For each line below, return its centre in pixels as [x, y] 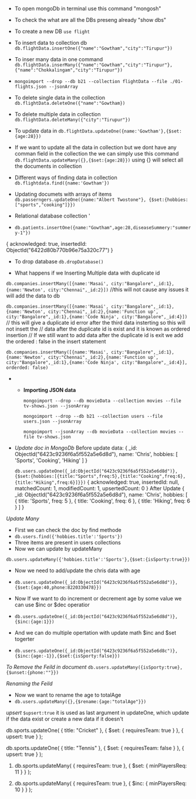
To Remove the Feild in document [46, 667]
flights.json [31, 87]
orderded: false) [27, 368]
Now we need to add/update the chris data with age [77, 570]
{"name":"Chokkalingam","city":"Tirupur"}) [69, 70]
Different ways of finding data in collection [66, 177]
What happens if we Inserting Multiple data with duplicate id [87, 273]
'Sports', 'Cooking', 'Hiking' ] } [51, 460]
